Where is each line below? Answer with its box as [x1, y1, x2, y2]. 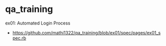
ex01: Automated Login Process [5, 20, 70, 26]
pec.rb [12, 35, 26, 41]
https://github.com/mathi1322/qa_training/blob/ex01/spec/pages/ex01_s [12, 29, 161, 35]
